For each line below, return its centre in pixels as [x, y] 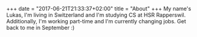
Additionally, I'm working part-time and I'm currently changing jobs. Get [96, 21]
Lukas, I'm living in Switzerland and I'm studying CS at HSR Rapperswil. [96, 15]
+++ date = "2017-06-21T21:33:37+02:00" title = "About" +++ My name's [99, 9]
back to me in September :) [41, 27]
